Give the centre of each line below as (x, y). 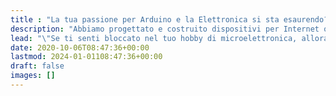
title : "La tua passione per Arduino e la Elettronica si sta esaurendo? (169, 19)
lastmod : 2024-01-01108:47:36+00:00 (86, 57)
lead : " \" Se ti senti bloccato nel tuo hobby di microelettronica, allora (169, 38)
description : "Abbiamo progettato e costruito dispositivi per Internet (165, 29)
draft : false (37, 66)
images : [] (33, 76)
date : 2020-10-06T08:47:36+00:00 (80, 47)
